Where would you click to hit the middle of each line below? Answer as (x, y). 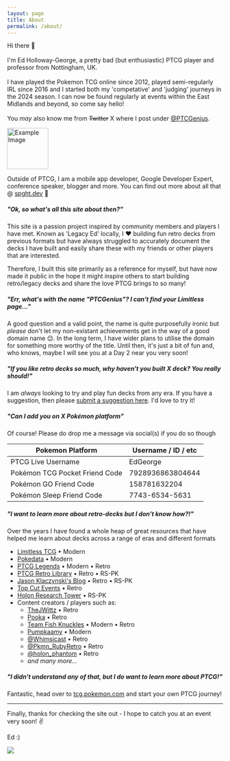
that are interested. (34, 256)
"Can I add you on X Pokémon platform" (66, 416)
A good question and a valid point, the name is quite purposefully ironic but (113, 324)
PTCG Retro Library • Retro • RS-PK (68, 574)
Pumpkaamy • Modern (59, 632)
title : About (26, 20)
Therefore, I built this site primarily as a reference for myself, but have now (112, 269)
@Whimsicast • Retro (57, 639)
